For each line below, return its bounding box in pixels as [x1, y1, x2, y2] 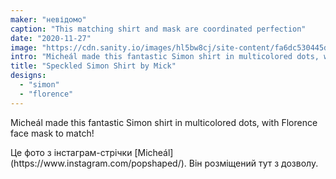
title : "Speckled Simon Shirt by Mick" [10, 61, 177, 71]
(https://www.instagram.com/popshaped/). [10, 157, 187, 169]
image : [10, 42, 38, 53]
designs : [10, 71, 47, 81]
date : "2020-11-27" [10, 33, 92, 43]
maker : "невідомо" [10, 14, 87, 25]
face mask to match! [10, 127, 95, 139]
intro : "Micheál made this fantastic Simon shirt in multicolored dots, [10, 52, 320, 62]
